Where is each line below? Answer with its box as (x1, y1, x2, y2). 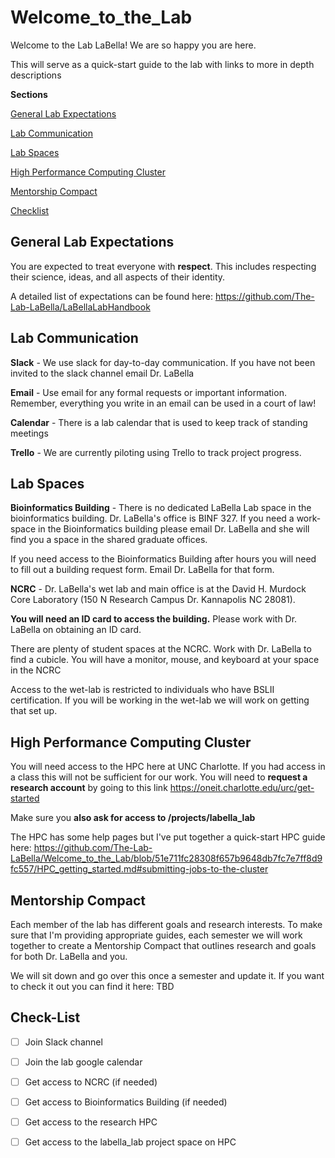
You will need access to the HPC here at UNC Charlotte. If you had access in (10, 761, 326, 773)
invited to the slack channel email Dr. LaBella (10, 367, 195, 379)
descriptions (10, 69, 62, 81)
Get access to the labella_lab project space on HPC (24, 1136, 237, 1148)
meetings (10, 427, 49, 439)
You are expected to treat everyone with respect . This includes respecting (10, 260, 317, 272)
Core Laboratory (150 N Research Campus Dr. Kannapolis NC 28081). (10, 594, 296, 606)
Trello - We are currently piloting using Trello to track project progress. (10, 446, 302, 458)
